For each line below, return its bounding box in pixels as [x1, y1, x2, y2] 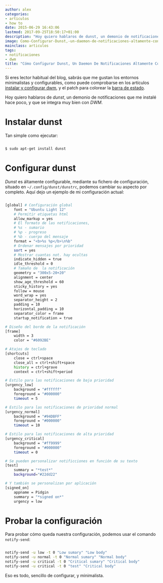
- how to [5, 20, 23, 26]
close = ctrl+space [14, 356, 53, 360]
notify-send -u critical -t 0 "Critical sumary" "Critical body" [5, 559, 140, 564]
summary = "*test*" [14, 467, 53, 473]
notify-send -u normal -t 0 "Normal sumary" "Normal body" [5, 555, 127, 560]
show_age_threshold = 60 [14, 279, 64, 284]
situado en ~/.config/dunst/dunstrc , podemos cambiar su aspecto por [5, 184, 147, 189]
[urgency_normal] [5, 409, 40, 414]
